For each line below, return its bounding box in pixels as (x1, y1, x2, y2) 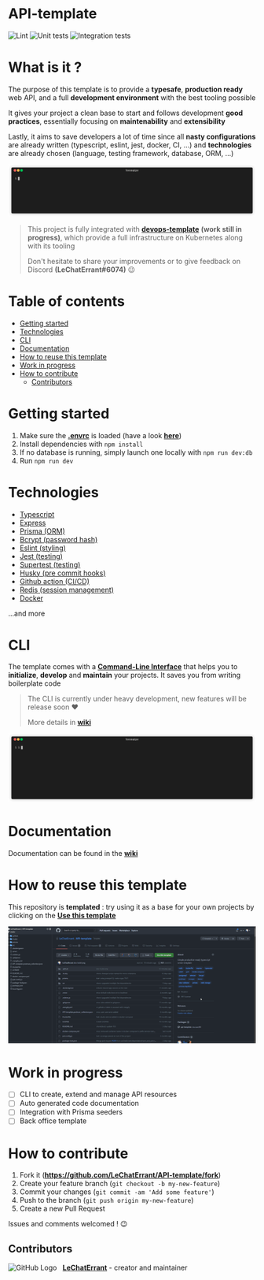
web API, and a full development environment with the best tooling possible (8, 92, 256, 102)
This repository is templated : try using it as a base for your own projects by (8, 902, 255, 911)
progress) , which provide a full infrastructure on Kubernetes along (27, 233, 244, 242)
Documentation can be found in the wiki (8, 848, 138, 858)
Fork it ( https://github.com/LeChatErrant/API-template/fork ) (19, 1170, 222, 1180)
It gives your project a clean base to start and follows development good (8, 108, 244, 117)
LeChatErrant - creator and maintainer (62, 1263, 188, 1273)
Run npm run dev (19, 456, 74, 465)
